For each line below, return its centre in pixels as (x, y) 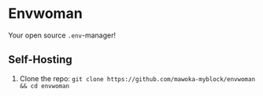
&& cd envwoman (44, 86)
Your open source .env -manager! (62, 35)
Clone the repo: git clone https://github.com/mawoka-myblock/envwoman (137, 78)
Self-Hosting (40, 60)
